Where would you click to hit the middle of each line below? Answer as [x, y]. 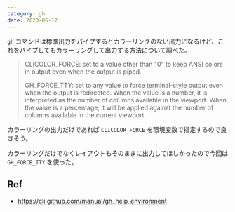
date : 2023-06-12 [33, 20]
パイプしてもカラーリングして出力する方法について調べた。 [105, 50]
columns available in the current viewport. [85, 115]
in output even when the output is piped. [83, 72]
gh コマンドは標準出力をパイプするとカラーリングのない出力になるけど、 [113, 41]
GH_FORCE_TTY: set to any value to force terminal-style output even [123, 85]
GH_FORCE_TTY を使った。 [42, 161]
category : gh [26, 14]
